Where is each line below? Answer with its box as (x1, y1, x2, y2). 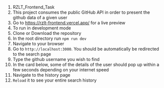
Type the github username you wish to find (12, 57, 100, 62)
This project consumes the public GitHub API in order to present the (12, 9, 150, 15)
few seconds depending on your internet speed (12, 67, 109, 73)
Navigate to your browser (12, 41, 64, 46)
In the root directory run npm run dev (12, 35, 86, 41)
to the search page (12, 51, 51, 57)
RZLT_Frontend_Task (12, 4, 55, 10)
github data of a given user (12, 15, 68, 20)
